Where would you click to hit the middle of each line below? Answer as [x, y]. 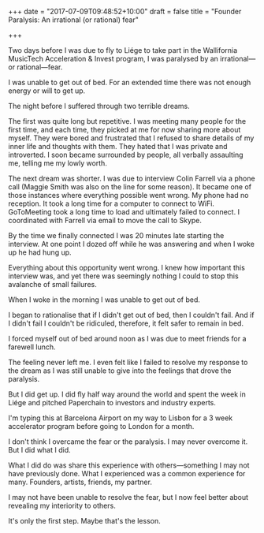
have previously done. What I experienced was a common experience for [127, 473]
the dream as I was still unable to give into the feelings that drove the [120, 371]
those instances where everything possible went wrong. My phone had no [128, 195]
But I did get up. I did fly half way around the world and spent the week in [127, 394]
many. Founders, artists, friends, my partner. [80, 482]
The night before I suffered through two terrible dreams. [99, 106]
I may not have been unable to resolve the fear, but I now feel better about [128, 497]
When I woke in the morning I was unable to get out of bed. [104, 300]
